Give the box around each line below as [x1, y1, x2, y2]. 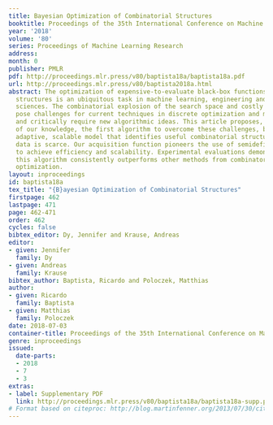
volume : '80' [8, 34, 53, 43]
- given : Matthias [8, 306, 71, 314]
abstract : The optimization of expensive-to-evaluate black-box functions [8, 87, 267, 96]
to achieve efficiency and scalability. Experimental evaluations [15, 148, 245, 156]
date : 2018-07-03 [8, 322, 67, 330]
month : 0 [8, 58, 38, 66]
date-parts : [15, 352, 57, 360]
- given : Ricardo [8, 292, 67, 300]
